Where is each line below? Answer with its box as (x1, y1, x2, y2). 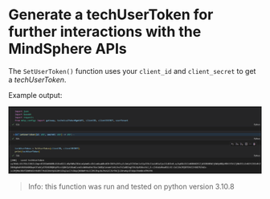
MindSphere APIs (8, 40, 127, 58)
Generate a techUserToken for (8, 6, 214, 24)
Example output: (8, 90, 63, 99)
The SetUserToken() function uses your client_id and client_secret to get (8, 66, 256, 75)
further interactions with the (8, 22, 202, 41)
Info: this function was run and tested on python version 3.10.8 (27, 182, 235, 192)
